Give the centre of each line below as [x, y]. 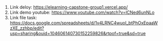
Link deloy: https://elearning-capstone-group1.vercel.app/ [69, 7]
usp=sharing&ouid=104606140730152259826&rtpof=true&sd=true [78, 33]
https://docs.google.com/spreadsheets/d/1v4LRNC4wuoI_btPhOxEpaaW [84, 23]
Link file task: [23, 18]
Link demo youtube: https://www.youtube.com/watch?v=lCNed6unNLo [82, 12]
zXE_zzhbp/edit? [27, 28]
